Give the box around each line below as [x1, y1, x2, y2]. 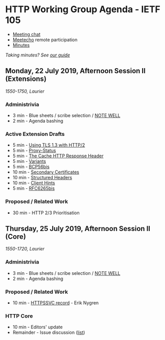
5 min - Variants [12, 158, 46, 164]
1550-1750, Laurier [5, 88, 45, 94]
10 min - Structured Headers [12, 175, 73, 181]
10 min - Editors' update [12, 324, 63, 330]
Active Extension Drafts [5, 130, 65, 137]
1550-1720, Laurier [5, 246, 45, 252]
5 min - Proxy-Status [12, 148, 56, 154]
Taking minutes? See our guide [5, 52, 70, 58]
